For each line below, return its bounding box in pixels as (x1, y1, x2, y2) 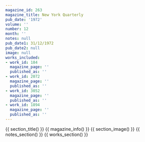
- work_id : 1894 (5, 103, 40, 108)
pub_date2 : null (5, 45, 40, 51)
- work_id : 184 (5, 60, 38, 65)
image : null (5, 50, 31, 55)
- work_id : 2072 (5, 74, 40, 79)
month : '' (5, 31, 27, 36)
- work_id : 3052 (5, 88, 40, 93)
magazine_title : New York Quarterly (5, 12, 84, 17)
